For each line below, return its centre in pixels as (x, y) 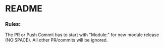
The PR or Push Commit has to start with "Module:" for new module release (82, 35)
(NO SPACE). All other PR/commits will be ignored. (56, 40)
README (24, 9)
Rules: (13, 24)
